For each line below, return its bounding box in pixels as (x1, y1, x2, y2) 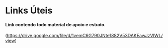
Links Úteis (5, 5, 53, 16)
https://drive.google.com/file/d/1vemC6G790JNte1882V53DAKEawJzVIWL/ (7, 33, 163, 39)
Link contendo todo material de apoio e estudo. (5, 21, 106, 27)
